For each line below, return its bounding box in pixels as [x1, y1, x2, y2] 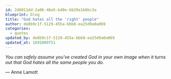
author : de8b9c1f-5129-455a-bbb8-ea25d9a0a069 [5, 21, 106, 27]
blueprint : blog [5, 12, 40, 17]
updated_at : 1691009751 [5, 40, 56, 45]
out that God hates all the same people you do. [5, 59, 104, 65]
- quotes [10, 31, 28, 36]
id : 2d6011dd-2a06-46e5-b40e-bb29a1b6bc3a [5, 7, 97, 13]
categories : [5, 26, 31, 31]
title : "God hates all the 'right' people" [5, 17, 99, 22]
